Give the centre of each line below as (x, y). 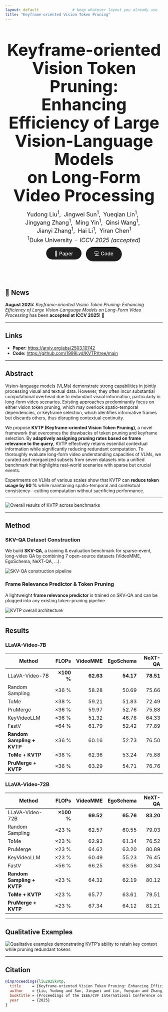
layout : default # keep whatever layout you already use (81, 10)
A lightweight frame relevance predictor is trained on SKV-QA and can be (81, 595)
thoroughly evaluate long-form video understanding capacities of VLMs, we (83, 454)
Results (17, 631)
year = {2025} (30, 1000)
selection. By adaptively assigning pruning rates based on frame (73, 438)
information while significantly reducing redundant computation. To (74, 449)
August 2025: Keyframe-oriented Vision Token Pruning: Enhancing (74, 304)
